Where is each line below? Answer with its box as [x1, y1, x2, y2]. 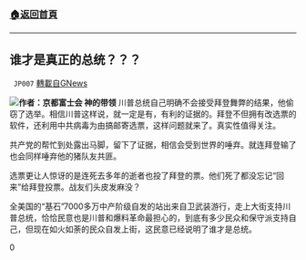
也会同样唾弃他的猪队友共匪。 [9, 151, 121, 161]
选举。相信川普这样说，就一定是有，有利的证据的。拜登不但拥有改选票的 [25, 109, 297, 120]
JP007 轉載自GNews [13, 78, 88, 88]
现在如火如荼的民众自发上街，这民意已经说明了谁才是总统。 [33, 224, 257, 234]
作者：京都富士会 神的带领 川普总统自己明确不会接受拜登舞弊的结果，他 [18, 98, 287, 109]
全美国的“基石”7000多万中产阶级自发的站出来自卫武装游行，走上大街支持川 [9, 201, 291, 212]
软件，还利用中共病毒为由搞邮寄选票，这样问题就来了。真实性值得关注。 [9, 120, 280, 131]
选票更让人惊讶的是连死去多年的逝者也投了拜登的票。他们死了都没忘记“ [9, 171, 277, 182]
